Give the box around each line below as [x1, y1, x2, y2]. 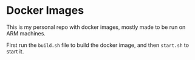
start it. [6, 47, 24, 55]
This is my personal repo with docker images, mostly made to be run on [6, 23, 186, 31]
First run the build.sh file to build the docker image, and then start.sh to [6, 41, 190, 49]
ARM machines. [6, 29, 46, 37]
